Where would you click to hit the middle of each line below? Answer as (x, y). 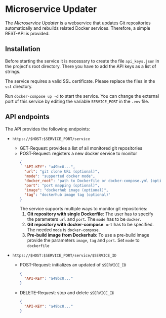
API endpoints (27, 117)
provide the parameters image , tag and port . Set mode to (83, 240)
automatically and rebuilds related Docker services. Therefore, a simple (78, 28)
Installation (23, 49)
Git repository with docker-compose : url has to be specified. (90, 225)
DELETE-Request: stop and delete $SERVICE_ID (67, 293)
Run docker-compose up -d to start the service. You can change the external (82, 96)
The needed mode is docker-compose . (63, 230)
